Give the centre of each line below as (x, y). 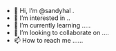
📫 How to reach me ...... (48, 40)
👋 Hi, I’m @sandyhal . (44, 11)
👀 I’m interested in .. (42, 18)
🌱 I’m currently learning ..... (52, 25)
